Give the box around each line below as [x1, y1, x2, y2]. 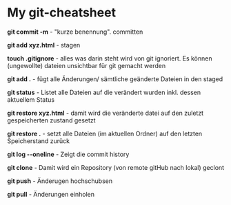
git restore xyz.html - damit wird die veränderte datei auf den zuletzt [7, 109, 204, 117]
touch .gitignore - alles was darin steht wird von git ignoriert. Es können [7, 54, 212, 63]
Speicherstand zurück [7, 136, 70, 145]
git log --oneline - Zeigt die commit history [7, 150, 130, 158]
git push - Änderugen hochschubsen [7, 177, 112, 185]
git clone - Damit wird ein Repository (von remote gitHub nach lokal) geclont [7, 163, 225, 171]
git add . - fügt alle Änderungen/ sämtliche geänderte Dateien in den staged [7, 74, 223, 83]
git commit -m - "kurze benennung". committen [7, 28, 143, 36]
